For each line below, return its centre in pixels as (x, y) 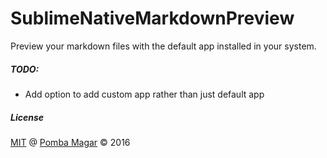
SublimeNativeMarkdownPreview (152, 18)
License (27, 117)
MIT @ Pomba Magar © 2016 (70, 142)
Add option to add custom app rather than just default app (144, 94)
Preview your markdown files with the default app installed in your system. (163, 46)
